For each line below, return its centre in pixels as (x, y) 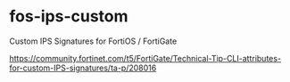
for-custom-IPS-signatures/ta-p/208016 (83, 68)
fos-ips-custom (69, 16)
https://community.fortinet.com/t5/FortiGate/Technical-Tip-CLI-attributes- (145, 58)
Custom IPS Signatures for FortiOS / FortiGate (93, 41)
